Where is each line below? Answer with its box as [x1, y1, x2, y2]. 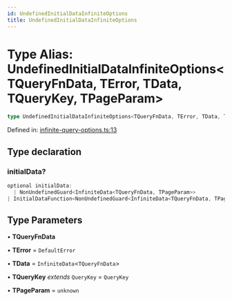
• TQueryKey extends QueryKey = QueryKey [7, 273, 129, 281]
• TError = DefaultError [7, 246, 76, 255]
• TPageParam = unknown [7, 286, 79, 295]
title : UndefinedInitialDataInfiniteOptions [7, 17, 137, 24]
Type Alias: [7, 46, 74, 62]
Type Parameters [7, 215, 83, 226]
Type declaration [7, 146, 81, 158]
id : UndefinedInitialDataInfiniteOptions [7, 10, 128, 17]
